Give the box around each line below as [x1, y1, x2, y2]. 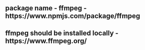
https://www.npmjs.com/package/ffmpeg [5, 12, 140, 20]
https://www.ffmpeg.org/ [5, 36, 87, 45]
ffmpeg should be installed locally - [5, 28, 119, 37]
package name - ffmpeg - [5, 4, 87, 12]
